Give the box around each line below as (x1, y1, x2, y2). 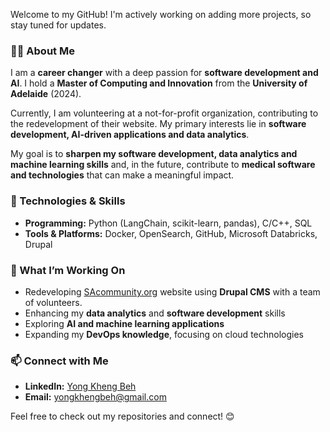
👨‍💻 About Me (10, 44, 75, 58)
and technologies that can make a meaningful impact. (10, 169, 235, 181)
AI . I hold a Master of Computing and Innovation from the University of (10, 77, 308, 89)
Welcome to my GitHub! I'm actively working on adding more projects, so (10, 9, 312, 20)
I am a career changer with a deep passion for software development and (10, 67, 319, 79)
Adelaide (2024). (10, 88, 82, 100)
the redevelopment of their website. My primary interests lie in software (10, 118, 307, 130)
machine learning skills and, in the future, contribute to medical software (10, 159, 316, 171)
